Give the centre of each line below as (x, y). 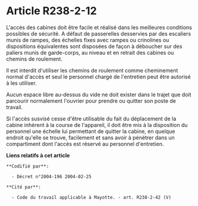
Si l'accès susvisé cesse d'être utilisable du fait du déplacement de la (91, 118)
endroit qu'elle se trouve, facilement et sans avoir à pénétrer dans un (91, 137)
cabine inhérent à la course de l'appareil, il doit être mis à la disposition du (97, 125)
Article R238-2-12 (51, 11)
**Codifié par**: (28, 166)
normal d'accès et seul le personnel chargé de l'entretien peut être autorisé (99, 77)
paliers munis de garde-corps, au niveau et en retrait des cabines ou (90, 52)
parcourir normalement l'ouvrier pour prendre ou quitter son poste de (91, 101)
